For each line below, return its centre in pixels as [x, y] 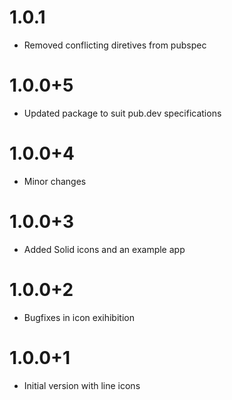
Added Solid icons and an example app [104, 249]
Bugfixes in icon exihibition [79, 317]
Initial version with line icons [82, 385]
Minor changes [55, 181]
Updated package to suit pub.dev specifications [122, 113]
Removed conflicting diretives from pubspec [115, 45]
